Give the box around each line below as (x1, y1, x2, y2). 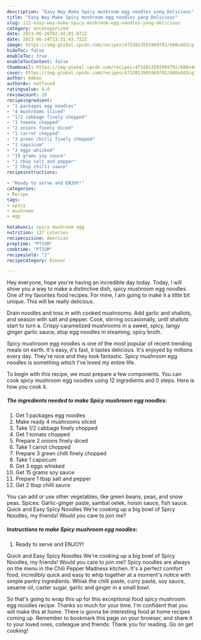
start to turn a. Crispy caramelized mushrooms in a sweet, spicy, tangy (7, 322, 181, 330)
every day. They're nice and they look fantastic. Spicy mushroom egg (7, 353, 178, 360)
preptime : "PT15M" (7, 241, 52, 247)
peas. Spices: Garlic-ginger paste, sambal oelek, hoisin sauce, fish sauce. (7, 499, 188, 507)
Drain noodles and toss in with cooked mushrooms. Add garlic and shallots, (7, 309, 192, 316)
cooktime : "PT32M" (7, 246, 52, 252)
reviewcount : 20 (7, 92, 47, 98)
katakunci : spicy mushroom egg (7, 224, 85, 230)
